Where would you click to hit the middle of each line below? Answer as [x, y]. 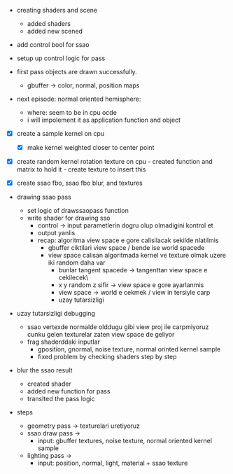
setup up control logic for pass [61, 58]
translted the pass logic [61, 399]
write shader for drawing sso [69, 218]
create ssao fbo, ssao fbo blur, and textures [79, 183]
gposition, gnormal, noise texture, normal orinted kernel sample [129, 349]
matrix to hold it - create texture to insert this [81, 169]
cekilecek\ [73, 278]
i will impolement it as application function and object [104, 120]
